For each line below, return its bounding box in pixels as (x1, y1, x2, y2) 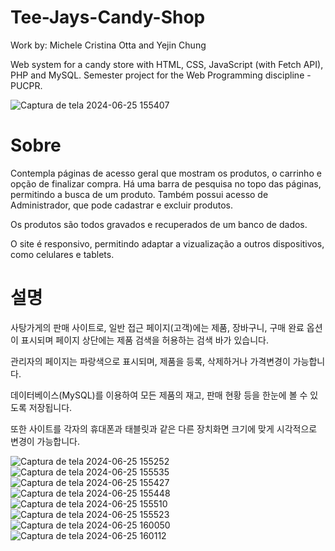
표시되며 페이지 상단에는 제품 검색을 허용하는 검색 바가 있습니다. (20, 334, 269, 346)
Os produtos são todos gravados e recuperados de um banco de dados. (10, 218, 308, 230)
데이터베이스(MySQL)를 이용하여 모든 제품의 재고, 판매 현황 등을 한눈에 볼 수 (10, 389, 308, 401)
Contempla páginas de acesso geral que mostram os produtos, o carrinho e (10, 167, 322, 179)
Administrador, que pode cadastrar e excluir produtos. (10, 199, 233, 211)
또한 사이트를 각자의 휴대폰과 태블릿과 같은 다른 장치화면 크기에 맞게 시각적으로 (10, 422, 318, 435)
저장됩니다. (28, 401, 73, 413)
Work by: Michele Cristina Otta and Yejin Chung (10, 39, 207, 51)
